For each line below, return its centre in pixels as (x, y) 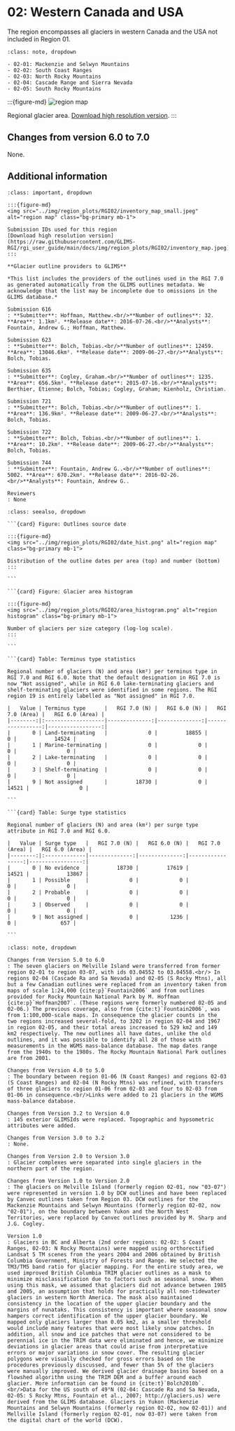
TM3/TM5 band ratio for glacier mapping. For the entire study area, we (115, 1267)
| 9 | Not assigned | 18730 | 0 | (108, 782)
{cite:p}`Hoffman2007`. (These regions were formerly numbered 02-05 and (117, 1003)
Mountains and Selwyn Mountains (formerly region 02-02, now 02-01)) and (117, 1408)
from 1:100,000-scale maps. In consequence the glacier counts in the (112, 1015)
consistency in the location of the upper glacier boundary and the (109, 1303)
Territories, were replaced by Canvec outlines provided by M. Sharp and (117, 1218)
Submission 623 (29, 340)
